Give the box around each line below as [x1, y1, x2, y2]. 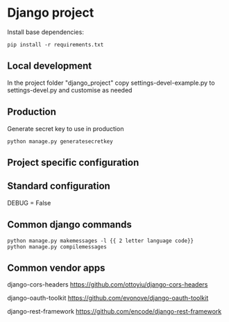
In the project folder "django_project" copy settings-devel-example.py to [7, 78, 215, 87]
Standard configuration [7, 180, 111, 192]
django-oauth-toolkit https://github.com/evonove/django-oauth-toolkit [7, 294, 209, 303]
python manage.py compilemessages [7, 243, 108, 251]
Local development [7, 60, 92, 72]
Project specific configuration [7, 156, 139, 168]
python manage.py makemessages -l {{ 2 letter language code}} [7, 237, 194, 244]
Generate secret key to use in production [7, 124, 124, 133]
